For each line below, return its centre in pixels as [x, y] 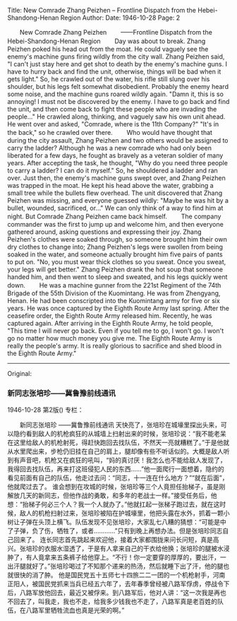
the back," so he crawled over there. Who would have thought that [110, 132]
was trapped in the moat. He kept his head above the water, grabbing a [110, 185]
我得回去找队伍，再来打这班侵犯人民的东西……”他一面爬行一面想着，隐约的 [116, 469]
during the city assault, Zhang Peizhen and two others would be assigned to [118, 140]
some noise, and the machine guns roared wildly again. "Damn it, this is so [116, 94]
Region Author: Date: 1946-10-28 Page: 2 [120, 18]
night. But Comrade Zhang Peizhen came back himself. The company [114, 216]
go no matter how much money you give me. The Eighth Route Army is [110, 338]
